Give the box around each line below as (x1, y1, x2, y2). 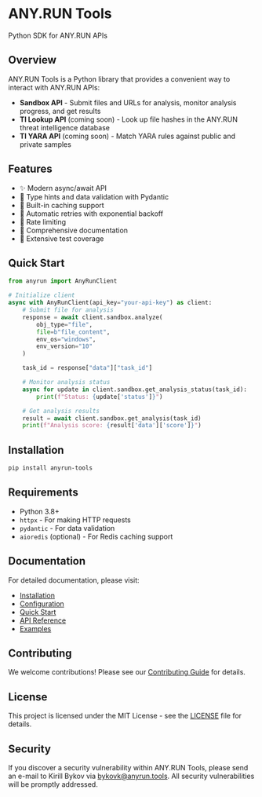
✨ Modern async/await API (19, 183, 107, 192)
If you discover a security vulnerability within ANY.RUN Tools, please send (8, 763, 249, 772)
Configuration (19, 598, 64, 609)
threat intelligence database (19, 122, 110, 132)
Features (8, 163, 53, 176)
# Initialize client (8, 291, 76, 299)
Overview (8, 53, 57, 67)
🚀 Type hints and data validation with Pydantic (19, 192, 169, 201)
